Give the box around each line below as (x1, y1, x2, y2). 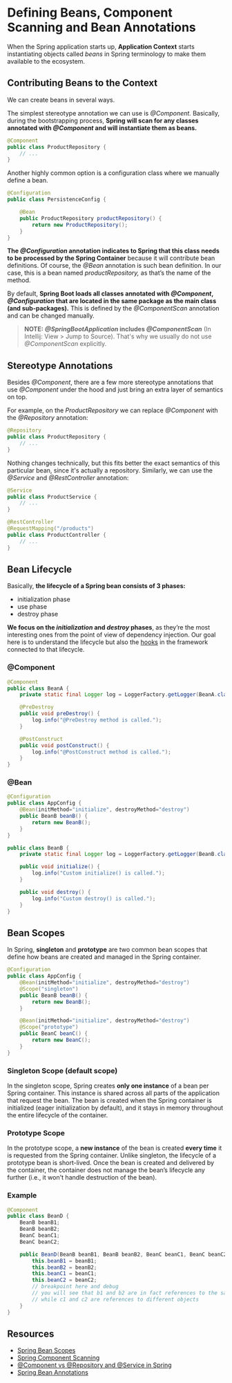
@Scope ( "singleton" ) (19, 985, 79, 992)
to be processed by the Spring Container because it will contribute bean (7, 254, 215, 262)
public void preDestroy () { (19, 711, 100, 717)
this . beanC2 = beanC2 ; (32, 1276, 97, 1284)
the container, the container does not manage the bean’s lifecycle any (7, 1166, 205, 1174)
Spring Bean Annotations (17, 1368, 88, 1377)
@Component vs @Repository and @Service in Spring (17, 1361, 172, 1369)
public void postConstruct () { (19, 742, 110, 749)
